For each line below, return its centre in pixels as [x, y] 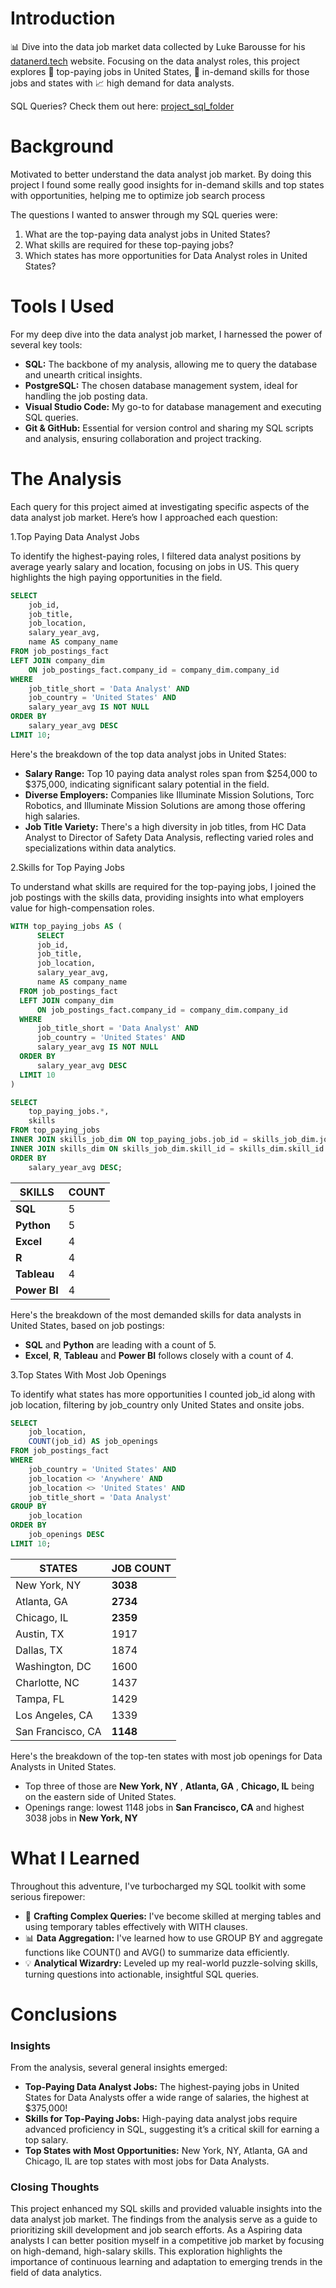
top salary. [46, 2140]
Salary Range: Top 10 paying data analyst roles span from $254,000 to [171, 773]
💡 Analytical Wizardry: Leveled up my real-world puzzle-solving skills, [171, 1963]
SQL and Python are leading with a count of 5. [120, 1344]
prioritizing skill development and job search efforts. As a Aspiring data [156, 2230]
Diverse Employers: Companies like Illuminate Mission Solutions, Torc [169, 794]
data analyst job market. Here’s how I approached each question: [144, 517]
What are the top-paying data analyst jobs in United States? [147, 234]
